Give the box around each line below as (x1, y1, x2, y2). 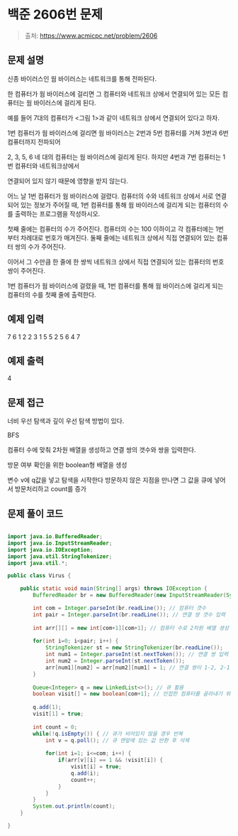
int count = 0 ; (33, 723, 78, 731)
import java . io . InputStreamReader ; (7, 540, 113, 547)
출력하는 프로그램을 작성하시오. (14, 209, 101, 218)
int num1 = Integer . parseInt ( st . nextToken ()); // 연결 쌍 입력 (45, 651, 229, 658)
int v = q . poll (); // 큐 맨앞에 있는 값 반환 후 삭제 (45, 736, 190, 744)
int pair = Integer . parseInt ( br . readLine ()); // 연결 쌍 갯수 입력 (33, 611, 225, 618)
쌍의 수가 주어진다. (14, 242, 66, 251)
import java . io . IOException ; (7, 546, 93, 553)
